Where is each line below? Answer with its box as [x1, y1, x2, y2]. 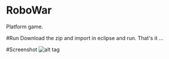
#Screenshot [6, 45, 38, 53]
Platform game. [6, 23, 44, 30]
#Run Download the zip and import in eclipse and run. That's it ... [6, 34, 164, 41]
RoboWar [6, 4, 52, 17]
